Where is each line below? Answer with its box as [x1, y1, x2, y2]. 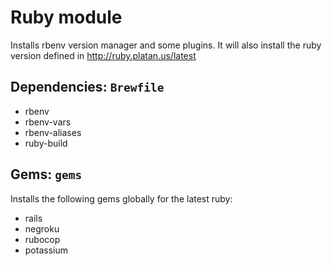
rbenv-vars [24, 116, 72, 128]
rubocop [24, 233, 61, 245]
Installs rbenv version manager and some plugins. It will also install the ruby [10, 39, 322, 51]
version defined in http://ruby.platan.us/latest [10, 49, 197, 61]
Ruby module [10, 6, 123, 29]
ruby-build [24, 137, 68, 149]
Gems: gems [10, 166, 83, 183]
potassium [24, 244, 68, 256]
